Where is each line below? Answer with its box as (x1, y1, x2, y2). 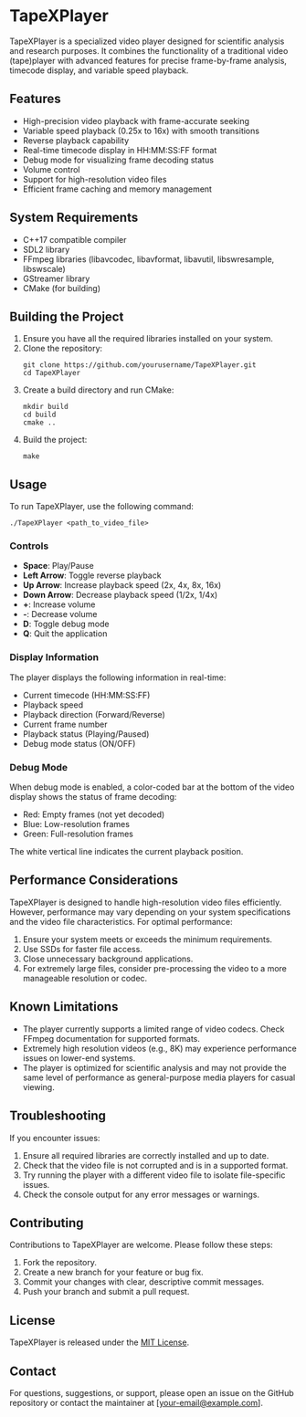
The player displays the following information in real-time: (9, 672, 227, 683)
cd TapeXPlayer (22, 369, 81, 378)
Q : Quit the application (22, 628, 108, 639)
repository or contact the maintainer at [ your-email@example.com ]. (9, 1397, 263, 1408)
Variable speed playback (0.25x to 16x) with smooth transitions (22, 125, 260, 136)
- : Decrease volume (22, 609, 98, 620)
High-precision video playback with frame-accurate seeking (22, 115, 249, 126)
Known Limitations (9, 999, 119, 1014)
